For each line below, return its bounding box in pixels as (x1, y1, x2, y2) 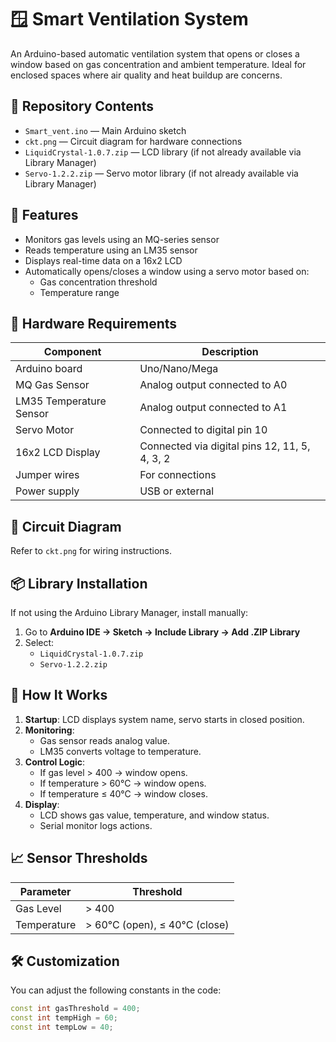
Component (43, 345, 102, 359)
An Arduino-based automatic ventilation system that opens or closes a (10, 47, 300, 60)
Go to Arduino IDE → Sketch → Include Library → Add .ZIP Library (24, 626, 301, 638)
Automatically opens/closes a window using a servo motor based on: (24, 265, 310, 277)
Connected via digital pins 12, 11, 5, (139, 439, 311, 453)
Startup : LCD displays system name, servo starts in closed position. (24, 713, 305, 725)
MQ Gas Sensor (15, 378, 90, 392)
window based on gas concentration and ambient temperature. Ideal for (10, 58, 307, 70)
